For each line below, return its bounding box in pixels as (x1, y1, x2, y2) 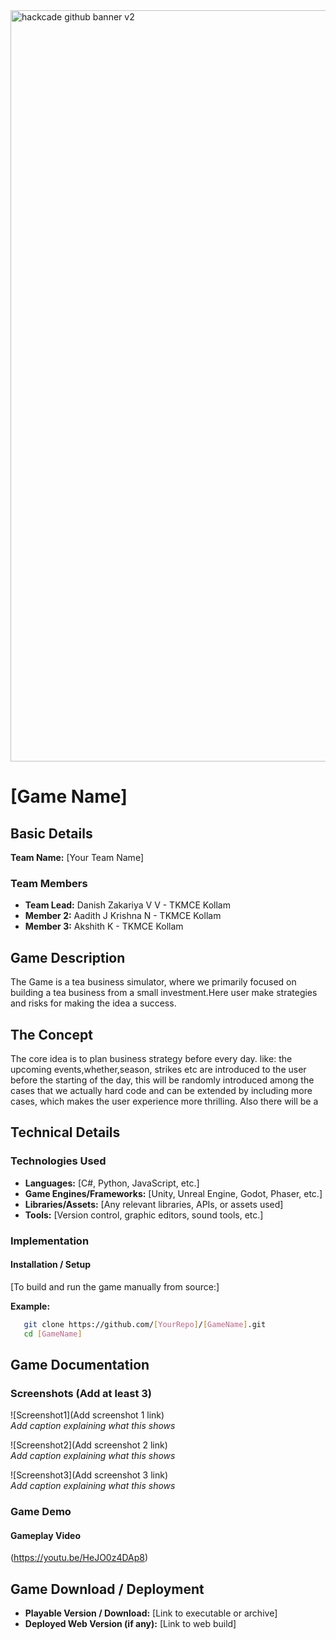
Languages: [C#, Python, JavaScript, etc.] (24, 1177, 200, 1189)
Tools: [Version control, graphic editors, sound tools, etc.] (24, 1209, 264, 1221)
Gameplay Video (10, 1529, 81, 1541)
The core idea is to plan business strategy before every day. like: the (10, 1052, 293, 1064)
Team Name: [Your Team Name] (10, 852, 144, 863)
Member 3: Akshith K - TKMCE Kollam (24, 920, 184, 933)
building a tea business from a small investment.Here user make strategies (10, 987, 318, 999)
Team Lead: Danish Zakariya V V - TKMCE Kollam (24, 899, 231, 911)
